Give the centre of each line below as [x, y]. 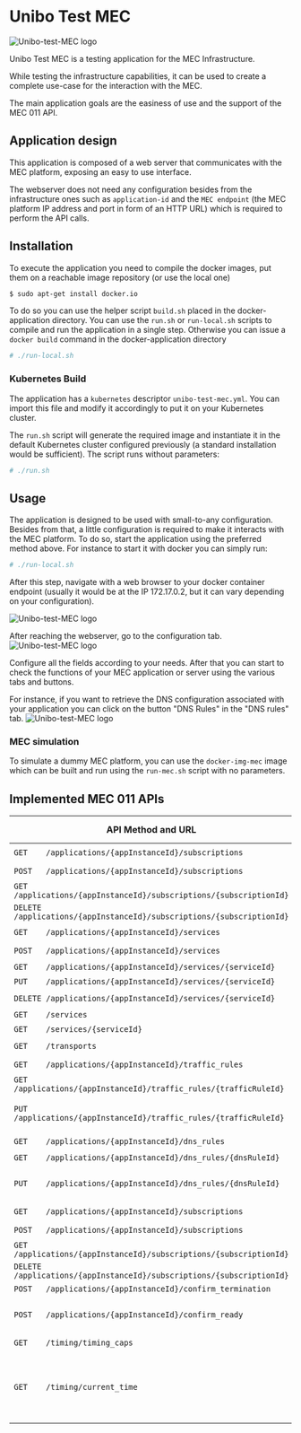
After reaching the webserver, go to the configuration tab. [116, 636]
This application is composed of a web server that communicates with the [146, 162]
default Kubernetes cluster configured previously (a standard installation [143, 444]
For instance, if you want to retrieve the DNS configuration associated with [147, 699]
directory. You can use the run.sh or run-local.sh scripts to [162, 320]
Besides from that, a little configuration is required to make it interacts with [147, 529]
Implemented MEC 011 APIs [87, 799]
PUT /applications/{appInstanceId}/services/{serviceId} [145, 982]
